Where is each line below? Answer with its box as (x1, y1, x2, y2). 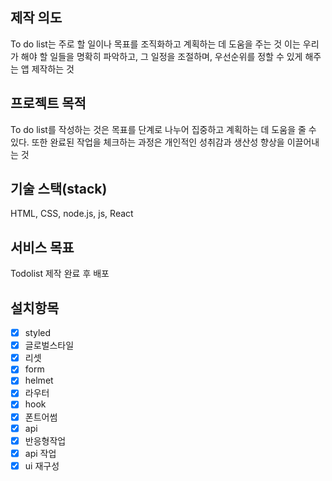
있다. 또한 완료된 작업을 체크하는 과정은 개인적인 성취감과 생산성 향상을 (10, 136, 285, 148)
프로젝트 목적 (10, 95, 87, 112)
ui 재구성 (24, 459, 60, 472)
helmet (24, 374, 54, 387)
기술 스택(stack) (10, 181, 108, 198)
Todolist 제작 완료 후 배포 (10, 268, 110, 280)
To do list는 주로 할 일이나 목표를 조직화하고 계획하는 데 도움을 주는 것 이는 (10, 38, 301, 50)
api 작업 (24, 447, 57, 459)
